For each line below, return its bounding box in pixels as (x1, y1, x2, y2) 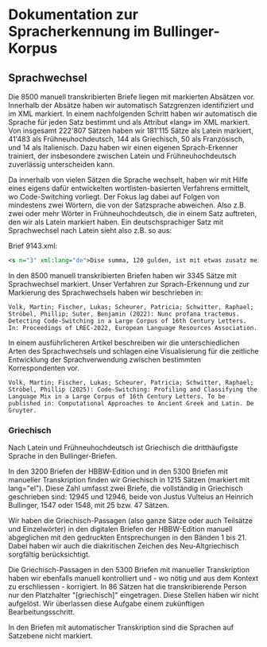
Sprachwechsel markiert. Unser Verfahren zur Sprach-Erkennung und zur (8, 279, 250, 289)
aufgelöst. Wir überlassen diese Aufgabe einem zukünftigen (8, 599, 205, 609)
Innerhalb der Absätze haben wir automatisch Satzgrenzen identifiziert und (8, 101, 254, 110)
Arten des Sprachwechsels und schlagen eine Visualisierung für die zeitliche (8, 346, 260, 355)
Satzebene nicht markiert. (8, 631, 93, 641)
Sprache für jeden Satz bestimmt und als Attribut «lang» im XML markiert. (8, 118, 250, 126)
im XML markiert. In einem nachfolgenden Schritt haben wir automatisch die (8, 109, 257, 118)
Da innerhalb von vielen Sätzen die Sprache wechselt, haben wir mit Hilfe (8, 175, 249, 184)
